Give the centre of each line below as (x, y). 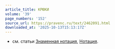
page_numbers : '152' (26, 18)
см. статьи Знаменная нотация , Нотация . (55, 41)
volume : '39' (18, 14)
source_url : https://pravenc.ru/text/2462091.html (58, 23)
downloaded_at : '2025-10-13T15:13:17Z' (46, 28)
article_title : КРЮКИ (27, 9)
